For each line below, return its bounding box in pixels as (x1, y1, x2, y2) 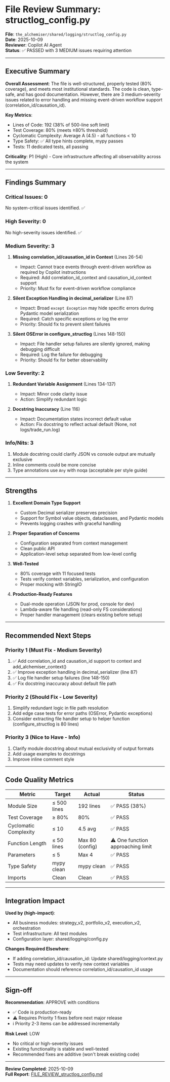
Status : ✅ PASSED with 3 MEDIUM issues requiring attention (5, 47, 132, 53)
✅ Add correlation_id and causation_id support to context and (12, 658, 142, 664)
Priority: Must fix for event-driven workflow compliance (20, 285, 136, 292)
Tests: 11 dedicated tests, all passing (12, 143, 89, 150)
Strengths (5, 487, 37, 495)
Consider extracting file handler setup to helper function (12, 716, 130, 722)
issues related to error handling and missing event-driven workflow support (5, 96, 163, 102)
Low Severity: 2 (5, 369, 45, 376)
